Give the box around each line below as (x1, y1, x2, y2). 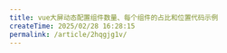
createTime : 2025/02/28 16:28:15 (9, 22, 136, 31)
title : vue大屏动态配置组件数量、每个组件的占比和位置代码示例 (9, 13, 219, 22)
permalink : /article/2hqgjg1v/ (9, 30, 128, 39)
